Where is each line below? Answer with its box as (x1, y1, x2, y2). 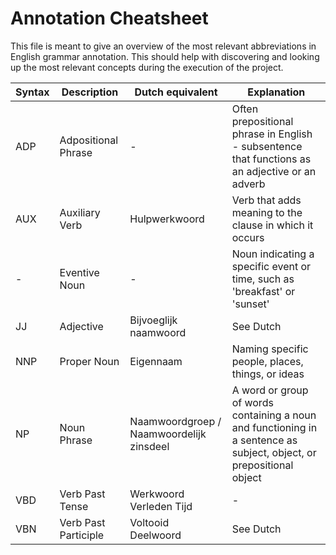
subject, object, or (231, 445, 317, 459)
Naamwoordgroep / (129, 414, 222, 428)
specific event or (231, 259, 312, 273)
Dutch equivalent (134, 85, 218, 99)
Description (61, 85, 119, 99)
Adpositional (59, 133, 119, 147)
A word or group (231, 383, 309, 397)
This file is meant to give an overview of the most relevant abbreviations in (10, 40, 317, 52)
